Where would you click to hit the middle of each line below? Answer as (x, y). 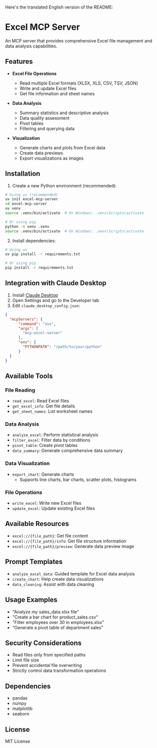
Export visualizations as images (51, 158)
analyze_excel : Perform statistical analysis (55, 435)
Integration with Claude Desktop (56, 283)
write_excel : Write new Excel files (47, 503)
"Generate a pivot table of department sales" (58, 627)
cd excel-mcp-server (26, 204)
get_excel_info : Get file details (44, 406)
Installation (23, 174)
